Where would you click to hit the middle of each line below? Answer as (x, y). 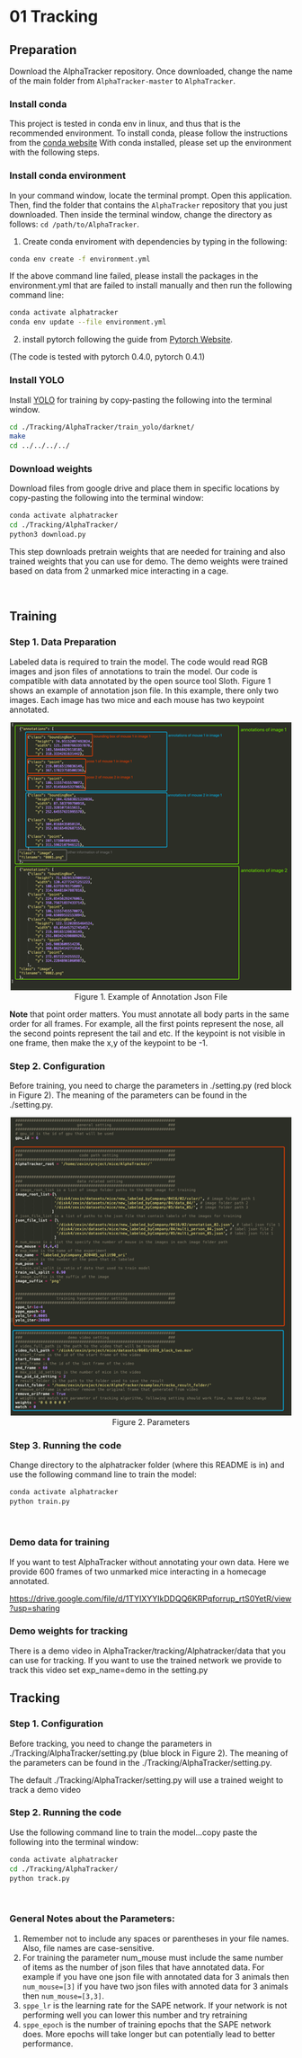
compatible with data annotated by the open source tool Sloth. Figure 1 (140, 681)
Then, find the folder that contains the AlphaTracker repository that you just (148, 205)
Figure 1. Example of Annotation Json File (151, 997)
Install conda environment (68, 175)
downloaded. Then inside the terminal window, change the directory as (141, 214)
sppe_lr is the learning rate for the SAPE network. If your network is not (155, 2005)
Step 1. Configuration (56, 1724)
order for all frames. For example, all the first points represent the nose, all (147, 1024)
